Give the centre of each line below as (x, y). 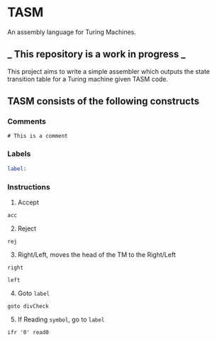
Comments (27, 121)
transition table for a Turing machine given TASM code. (88, 79)
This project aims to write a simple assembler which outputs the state (109, 71)
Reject (27, 228)
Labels (19, 154)
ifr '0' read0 (28, 332)
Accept (28, 202)
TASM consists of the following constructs (104, 101)
